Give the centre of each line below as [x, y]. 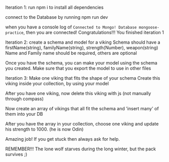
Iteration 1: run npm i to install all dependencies [55, 7]
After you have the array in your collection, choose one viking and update [82, 124]
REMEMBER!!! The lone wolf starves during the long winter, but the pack [81, 149]
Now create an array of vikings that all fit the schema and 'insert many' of [82, 108]
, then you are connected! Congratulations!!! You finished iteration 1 [94, 32]
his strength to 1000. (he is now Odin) [44, 129]
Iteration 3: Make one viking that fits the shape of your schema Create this [83, 78]
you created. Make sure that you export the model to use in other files [78, 68]
